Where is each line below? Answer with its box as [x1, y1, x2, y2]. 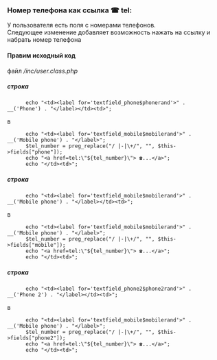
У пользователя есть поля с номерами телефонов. [7, 21, 156, 29]
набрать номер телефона [7, 36, 82, 44]
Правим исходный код [7, 51, 76, 60]
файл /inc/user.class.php [7, 67, 78, 75]
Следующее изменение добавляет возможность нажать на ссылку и [7, 28, 211, 36]
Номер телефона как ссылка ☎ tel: [7, 5, 133, 15]
